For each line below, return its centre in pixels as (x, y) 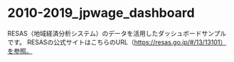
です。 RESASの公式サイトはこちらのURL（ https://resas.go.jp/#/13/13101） (117, 42)
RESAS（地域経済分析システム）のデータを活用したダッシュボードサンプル (117, 33)
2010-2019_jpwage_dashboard (101, 13)
